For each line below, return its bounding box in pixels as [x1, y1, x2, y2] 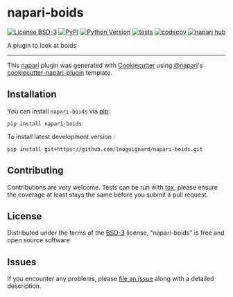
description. [7, 282, 42, 290]
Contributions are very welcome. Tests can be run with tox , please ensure [7, 183, 218, 191]
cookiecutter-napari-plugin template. [7, 68, 113, 77]
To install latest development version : [7, 132, 116, 141]
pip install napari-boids [7, 120, 82, 127]
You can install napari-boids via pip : [7, 107, 111, 115]
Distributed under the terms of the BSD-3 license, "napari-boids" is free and [7, 228, 225, 237]
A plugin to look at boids [7, 41, 77, 49]
